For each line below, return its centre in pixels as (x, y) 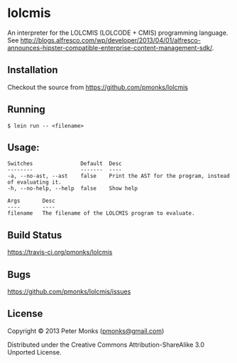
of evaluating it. (34, 182)
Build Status (35, 235)
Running (27, 110)
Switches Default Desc (65, 164)
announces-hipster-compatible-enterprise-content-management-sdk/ (110, 48)
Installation (33, 70)
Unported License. (34, 352)
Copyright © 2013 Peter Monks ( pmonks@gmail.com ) (86, 330)
